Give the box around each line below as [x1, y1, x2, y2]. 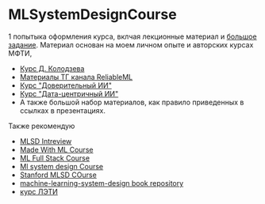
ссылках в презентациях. [19, 105, 106, 115]
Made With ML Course [19, 145, 94, 154]
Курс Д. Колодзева [19, 63, 85, 73]
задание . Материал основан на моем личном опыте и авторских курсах [8, 40, 254, 49]
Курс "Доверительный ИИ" [19, 81, 113, 90]
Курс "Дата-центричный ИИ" [19, 89, 119, 98]
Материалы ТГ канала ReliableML [19, 72, 133, 81]
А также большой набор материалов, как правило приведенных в [19, 97, 244, 107]
